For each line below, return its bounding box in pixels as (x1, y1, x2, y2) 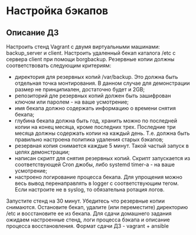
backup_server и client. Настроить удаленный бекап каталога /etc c (6, 49, 176, 57)
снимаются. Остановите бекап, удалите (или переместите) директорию (6, 204, 188, 210)
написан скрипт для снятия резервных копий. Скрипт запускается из (14, 155, 191, 161)
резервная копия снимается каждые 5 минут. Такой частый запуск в (14, 143, 189, 149)
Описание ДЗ (6, 28, 59, 38)
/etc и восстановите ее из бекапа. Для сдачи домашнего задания (6, 210, 172, 217)
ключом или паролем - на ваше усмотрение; (14, 98, 129, 105)
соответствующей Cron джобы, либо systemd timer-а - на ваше (14, 161, 175, 168)
